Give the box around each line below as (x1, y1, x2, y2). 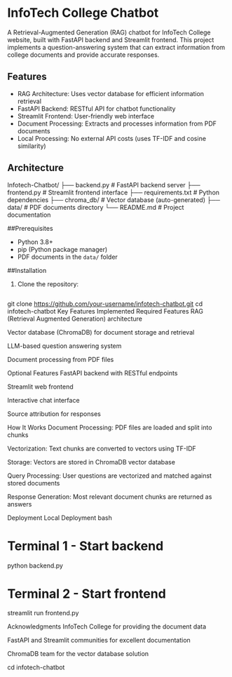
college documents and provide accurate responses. (7, 51, 160, 59)
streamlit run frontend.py (7, 609, 79, 617)
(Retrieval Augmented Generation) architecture (7, 314, 142, 323)
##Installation (7, 266, 47, 274)
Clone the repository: (17, 279, 79, 288)
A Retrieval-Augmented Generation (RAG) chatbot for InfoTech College (7, 28, 212, 36)
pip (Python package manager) (17, 245, 108, 253)
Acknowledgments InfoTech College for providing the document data (7, 622, 207, 631)
